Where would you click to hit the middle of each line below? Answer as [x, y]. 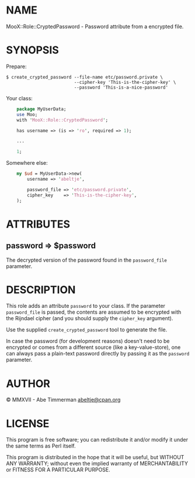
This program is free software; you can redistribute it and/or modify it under [97, 440]
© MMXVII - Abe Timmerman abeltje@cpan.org [63, 400]
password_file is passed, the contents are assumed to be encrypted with [94, 312]
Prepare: [16, 66]
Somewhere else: [27, 163]
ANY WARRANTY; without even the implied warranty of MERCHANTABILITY [97, 463]
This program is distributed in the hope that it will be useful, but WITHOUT [95, 457]
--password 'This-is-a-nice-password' [121, 87]
